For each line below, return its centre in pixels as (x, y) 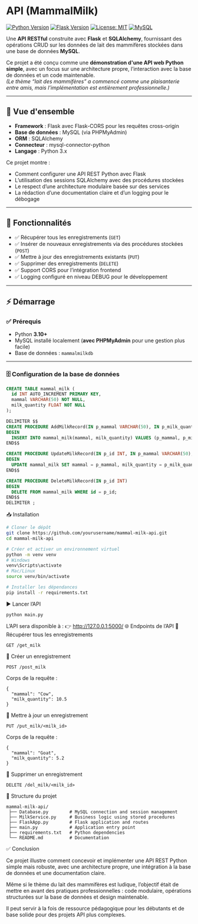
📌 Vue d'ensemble (40, 112)
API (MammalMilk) (52, 11)
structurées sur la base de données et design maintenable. (77, 897)
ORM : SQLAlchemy (39, 138)
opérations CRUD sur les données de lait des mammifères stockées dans (95, 45)
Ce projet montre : (28, 162)
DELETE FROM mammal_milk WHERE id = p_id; (64, 492)
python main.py (25, 614)
